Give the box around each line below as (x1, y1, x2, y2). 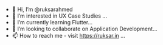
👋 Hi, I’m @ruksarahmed (12, 6, 73, 13)
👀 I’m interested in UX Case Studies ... (12, 12, 108, 19)
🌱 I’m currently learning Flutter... (12, 19, 93, 26)
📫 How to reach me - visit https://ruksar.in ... (12, 32, 126, 39)
